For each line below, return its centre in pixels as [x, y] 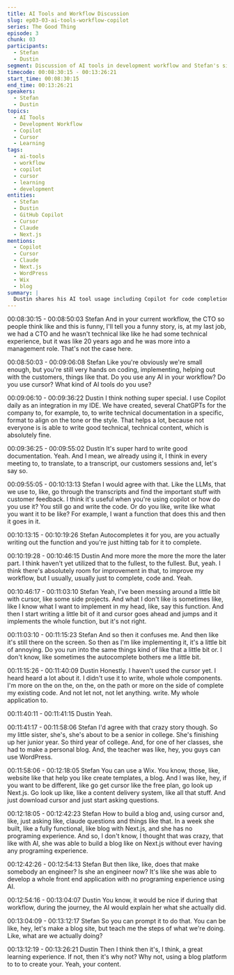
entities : [22, 195]
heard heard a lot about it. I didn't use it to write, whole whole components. [115, 678]
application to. [28, 700]
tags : [15, 150]
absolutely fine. [29, 435]
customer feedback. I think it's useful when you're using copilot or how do [114, 499]
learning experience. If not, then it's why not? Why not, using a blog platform [117, 957]
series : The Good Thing [42, 27]
